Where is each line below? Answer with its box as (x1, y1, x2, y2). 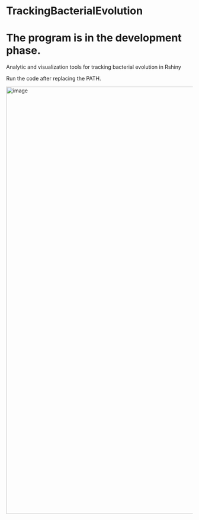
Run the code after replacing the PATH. (6, 75, 101, 82)
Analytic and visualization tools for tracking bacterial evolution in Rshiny (6, 63, 182, 70)
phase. (6, 44, 41, 57)
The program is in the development (6, 31, 182, 45)
